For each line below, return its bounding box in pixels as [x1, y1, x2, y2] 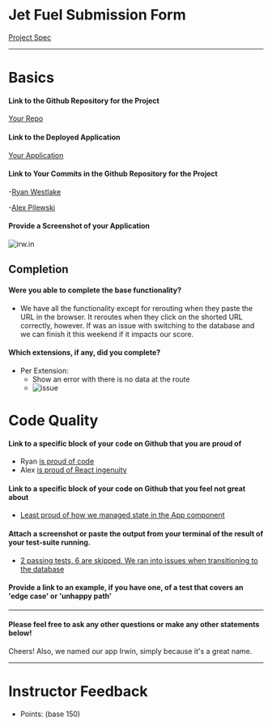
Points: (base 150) [19, 709, 81, 719]
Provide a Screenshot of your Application [8, 221, 151, 231]
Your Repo [8, 113, 44, 123]
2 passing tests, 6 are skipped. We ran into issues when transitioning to [19, 555, 258, 565]
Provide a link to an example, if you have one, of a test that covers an [8, 583, 244, 592]
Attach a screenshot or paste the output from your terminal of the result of [8, 528, 264, 538]
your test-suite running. [8, 537, 91, 547]
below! [8, 628, 32, 638]
